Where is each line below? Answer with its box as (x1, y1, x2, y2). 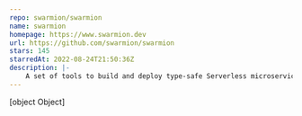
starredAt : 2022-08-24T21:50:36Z (9, 55, 135, 64)
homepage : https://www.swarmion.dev (9, 30, 147, 39)
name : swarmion (9, 22, 67, 31)
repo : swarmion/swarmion (9, 13, 102, 22)
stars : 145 (9, 47, 50, 56)
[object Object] (9, 96, 66, 107)
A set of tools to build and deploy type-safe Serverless (25, 72, 247, 81)
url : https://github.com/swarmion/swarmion (9, 38, 175, 48)
